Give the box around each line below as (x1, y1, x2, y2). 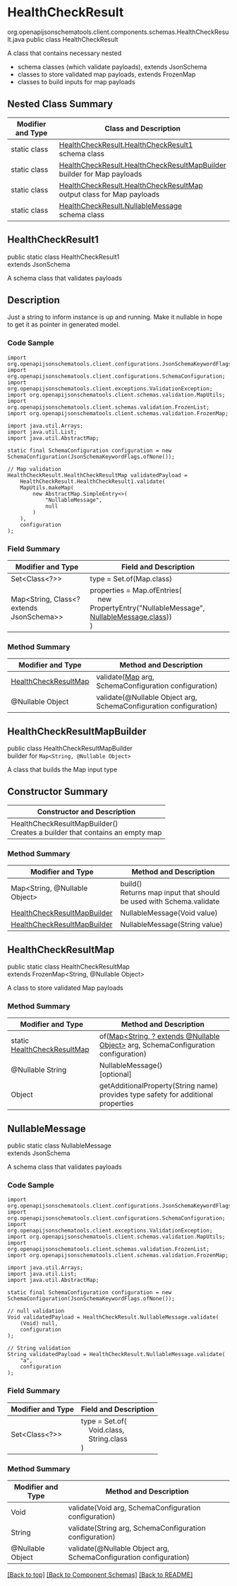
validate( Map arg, (96, 672, 154, 682)
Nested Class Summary (7, 98, 114, 110)
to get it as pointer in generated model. (7, 320, 121, 329)
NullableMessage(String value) (119, 920, 224, 930)
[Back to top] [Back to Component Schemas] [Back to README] (7, 1570, 193, 1579)
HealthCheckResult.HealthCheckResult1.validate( (20, 478, 166, 485)
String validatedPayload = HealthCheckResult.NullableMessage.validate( (7, 1351, 226, 1358)
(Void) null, (20, 1320, 59, 1327)
